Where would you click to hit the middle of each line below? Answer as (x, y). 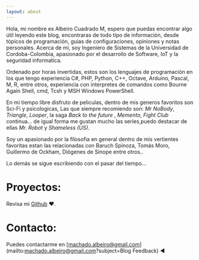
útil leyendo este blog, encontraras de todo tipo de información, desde (93, 35)
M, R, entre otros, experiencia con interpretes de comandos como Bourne (97, 84)
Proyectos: (34, 187)
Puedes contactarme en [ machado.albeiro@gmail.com (73, 244)
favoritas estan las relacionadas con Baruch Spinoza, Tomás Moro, (88, 145)
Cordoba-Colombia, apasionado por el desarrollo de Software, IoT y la (92, 54)
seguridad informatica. (34, 60)
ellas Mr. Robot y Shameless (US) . (48, 127)
